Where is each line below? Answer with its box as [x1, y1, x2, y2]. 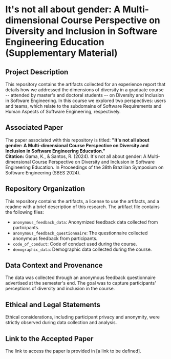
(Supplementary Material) [5, 47, 118, 59]
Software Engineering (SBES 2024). [5, 169, 81, 175]
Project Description [5, 68, 69, 76]
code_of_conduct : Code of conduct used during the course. [12, 241, 137, 247]
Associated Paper [5, 123, 63, 132]
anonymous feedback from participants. [12, 235, 98, 242]
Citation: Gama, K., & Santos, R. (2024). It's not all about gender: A [5, 153, 147, 159]
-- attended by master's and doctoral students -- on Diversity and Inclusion [5, 92, 164, 98]
